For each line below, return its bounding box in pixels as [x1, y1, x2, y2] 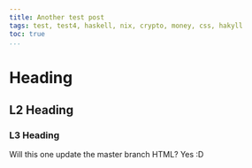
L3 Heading [9, 129, 60, 141]
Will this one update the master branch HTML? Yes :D [9, 149, 204, 160]
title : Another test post [9, 12, 104, 22]
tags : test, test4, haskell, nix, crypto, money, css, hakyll [9, 21, 243, 30]
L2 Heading [9, 103, 73, 118]
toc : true [9, 29, 46, 38]
